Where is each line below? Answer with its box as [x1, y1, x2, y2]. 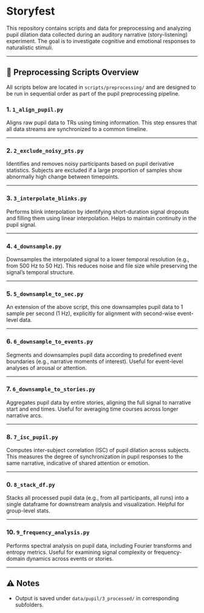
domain [6, 555, 25, 562]
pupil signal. [6, 221, 37, 228]
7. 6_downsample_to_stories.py [6, 385, 95, 394]
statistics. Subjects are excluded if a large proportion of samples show [6, 166, 182, 174]
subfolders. [15, 601, 44, 608]
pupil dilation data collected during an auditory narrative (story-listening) [6, 30, 188, 38]
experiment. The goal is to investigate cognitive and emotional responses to [6, 37, 196, 44]
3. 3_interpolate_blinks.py [6, 194, 87, 202]
